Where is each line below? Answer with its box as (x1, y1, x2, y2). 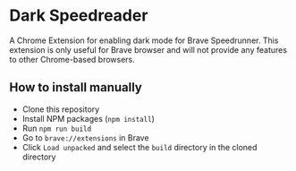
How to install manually (9, 80, 143, 95)
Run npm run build (21, 123, 92, 133)
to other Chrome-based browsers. (9, 54, 136, 64)
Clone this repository (21, 104, 100, 115)
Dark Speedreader (9, 5, 148, 26)
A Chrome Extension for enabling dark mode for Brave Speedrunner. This (9, 35, 279, 46)
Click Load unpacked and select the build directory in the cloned (21, 141, 258, 152)
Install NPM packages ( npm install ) (21, 113, 155, 124)
